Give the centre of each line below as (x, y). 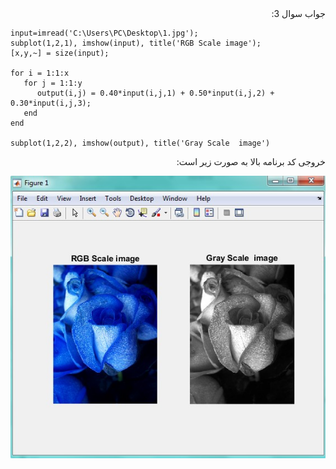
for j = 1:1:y (53, 83)
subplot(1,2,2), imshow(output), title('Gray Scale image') (140, 143)
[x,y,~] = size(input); (60, 53)
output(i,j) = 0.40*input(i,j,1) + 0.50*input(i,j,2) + (155, 93)
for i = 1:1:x (40, 73)
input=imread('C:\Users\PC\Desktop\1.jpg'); (104, 33)
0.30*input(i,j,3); (51, 103)
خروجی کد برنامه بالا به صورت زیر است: (251, 161)
